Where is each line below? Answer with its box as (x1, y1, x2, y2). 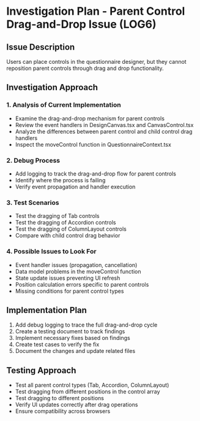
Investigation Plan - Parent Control (6, 4, 185, 18)
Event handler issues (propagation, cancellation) (15, 261, 138, 268)
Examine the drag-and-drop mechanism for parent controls (15, 115, 165, 122)
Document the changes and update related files (15, 347, 136, 355)
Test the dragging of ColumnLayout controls (15, 225, 127, 233)
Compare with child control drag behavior (15, 232, 120, 239)
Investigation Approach (6, 82, 98, 93)
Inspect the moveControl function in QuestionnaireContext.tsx (15, 141, 171, 148)
